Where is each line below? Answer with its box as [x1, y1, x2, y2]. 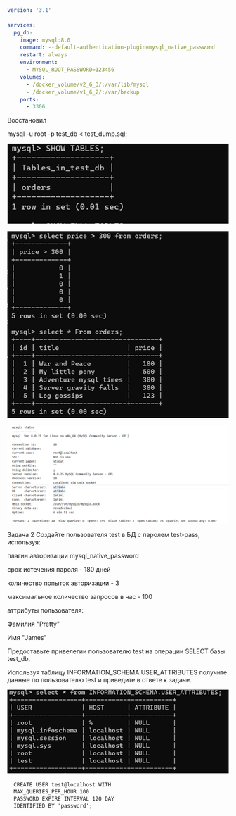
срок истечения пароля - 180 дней [7, 565, 111, 573]
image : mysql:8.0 [20, 37, 71, 44]
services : [7, 21, 37, 29]
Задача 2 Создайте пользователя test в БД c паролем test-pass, [7, 530, 200, 539]
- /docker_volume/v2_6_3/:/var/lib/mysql [25, 81, 150, 88]
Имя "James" [7, 633, 47, 641]
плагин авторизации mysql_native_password [7, 551, 139, 560]
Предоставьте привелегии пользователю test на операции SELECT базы [7, 647, 225, 655]
